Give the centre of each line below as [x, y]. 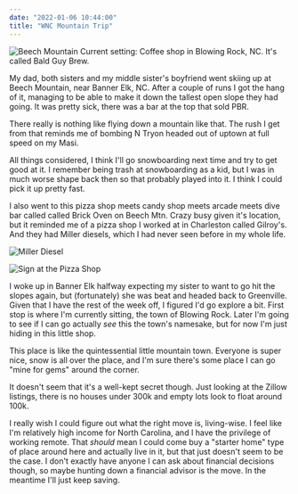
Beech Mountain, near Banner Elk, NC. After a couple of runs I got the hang [147, 87]
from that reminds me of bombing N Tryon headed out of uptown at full [139, 133]
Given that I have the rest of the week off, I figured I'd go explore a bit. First [147, 305]
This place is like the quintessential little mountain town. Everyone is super [145, 350]
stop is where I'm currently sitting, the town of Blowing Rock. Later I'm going [149, 314]
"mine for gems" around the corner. [74, 369]
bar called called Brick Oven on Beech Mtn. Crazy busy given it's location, [145, 215]
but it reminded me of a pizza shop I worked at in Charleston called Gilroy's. [148, 225]
